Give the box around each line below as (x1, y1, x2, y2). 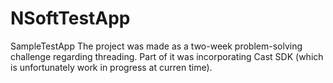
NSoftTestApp (10, 7, 131, 30)
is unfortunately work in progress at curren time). (10, 61, 213, 73)
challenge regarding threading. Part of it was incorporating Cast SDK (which (10, 50, 324, 62)
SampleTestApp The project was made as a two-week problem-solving (10, 40, 303, 52)
